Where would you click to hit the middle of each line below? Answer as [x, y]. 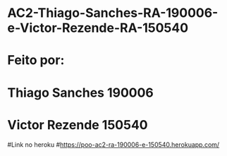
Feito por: [36, 60]
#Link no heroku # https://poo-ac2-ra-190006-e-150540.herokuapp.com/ [114, 144]
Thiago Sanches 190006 [80, 92]
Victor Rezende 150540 [78, 125]
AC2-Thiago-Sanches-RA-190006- [113, 13]
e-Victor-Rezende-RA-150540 [98, 28]
